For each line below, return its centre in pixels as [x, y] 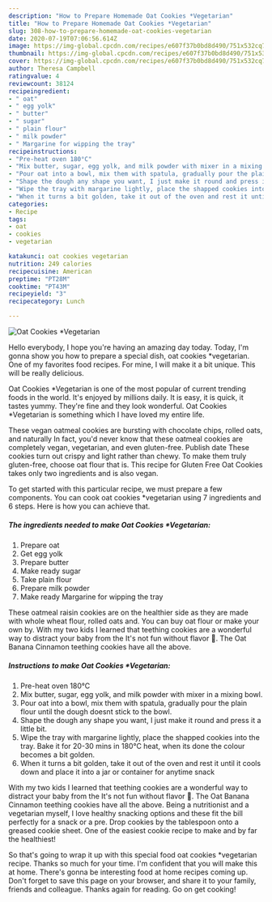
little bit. [33, 729]
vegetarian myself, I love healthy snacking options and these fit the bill [125, 813]
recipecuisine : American [50, 271]
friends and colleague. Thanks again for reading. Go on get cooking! [122, 889]
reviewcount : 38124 [41, 83]
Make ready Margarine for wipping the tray [91, 597]
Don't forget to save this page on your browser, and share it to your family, [132, 880]
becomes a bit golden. [57, 755]
